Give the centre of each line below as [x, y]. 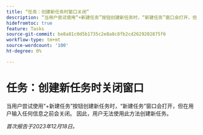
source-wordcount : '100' [37, 46]
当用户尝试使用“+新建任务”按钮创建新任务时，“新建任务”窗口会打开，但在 [97, 105]
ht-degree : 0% [24, 51]
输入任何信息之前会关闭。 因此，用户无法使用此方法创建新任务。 [92, 113]
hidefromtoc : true [29, 23]
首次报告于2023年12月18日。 [42, 126]
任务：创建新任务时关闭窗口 [75, 88]
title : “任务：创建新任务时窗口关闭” [48, 12]
